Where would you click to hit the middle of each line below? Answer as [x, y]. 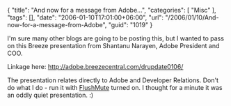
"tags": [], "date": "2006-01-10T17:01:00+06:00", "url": [86, 17]
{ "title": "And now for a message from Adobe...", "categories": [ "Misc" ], [112, 10]
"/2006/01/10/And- [192, 17]
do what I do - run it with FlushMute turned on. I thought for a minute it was [115, 88]
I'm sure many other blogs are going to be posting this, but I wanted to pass [116, 38]
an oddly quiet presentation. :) [50, 95]
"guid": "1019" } [130, 25]
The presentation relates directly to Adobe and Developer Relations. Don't [113, 80]
